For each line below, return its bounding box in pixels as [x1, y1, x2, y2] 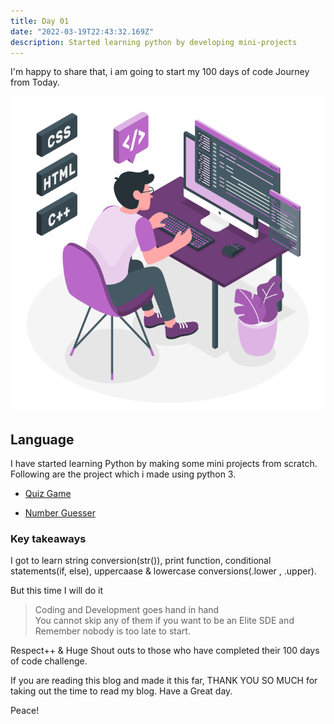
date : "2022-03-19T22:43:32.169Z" [10, 26, 155, 37]
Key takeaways [10, 532, 87, 546]
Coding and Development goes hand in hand [34, 604, 220, 616]
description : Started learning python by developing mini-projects [10, 37, 298, 47]
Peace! [10, 705, 40, 717]
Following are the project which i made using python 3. [10, 468, 237, 480]
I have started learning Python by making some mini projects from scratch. [10, 458, 318, 470]
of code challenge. [10, 655, 88, 667]
